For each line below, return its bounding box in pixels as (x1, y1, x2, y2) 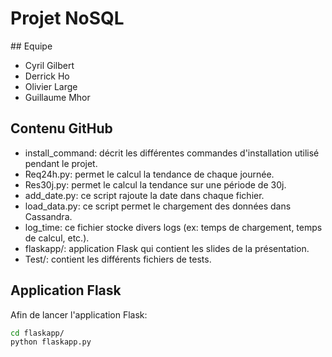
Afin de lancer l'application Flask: (10, 308, 148, 321)
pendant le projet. (24, 157, 98, 169)
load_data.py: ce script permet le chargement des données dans (24, 200, 292, 212)
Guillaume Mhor (24, 91, 91, 103)
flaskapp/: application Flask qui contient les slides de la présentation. (24, 242, 310, 254)
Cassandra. (24, 210, 73, 222)
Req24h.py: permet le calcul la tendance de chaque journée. (24, 168, 275, 180)
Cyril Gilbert (24, 59, 75, 71)
